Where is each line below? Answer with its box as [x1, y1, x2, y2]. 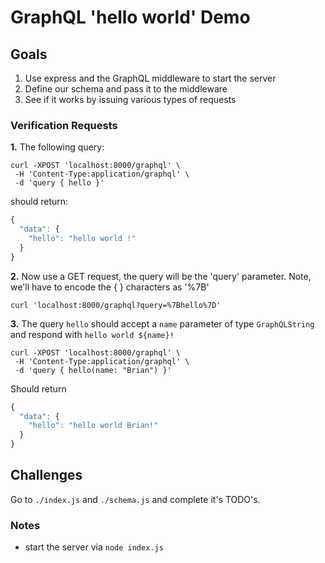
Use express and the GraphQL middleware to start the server [24, 72, 277, 84]
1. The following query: [10, 141, 105, 153]
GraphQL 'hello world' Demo [10, 6, 251, 29]
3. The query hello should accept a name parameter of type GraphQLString [10, 317, 315, 330]
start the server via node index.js [24, 541, 164, 553]
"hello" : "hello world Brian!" [28, 421, 159, 431]
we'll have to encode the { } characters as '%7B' [10, 281, 210, 293]
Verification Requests [10, 118, 118, 132]
